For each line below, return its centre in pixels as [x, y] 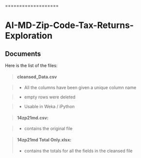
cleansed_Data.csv [37, 77]
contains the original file [48, 129]
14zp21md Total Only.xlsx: [44, 140]
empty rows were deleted [50, 97]
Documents [23, 54]
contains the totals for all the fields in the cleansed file [78, 151]
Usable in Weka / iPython [49, 107]
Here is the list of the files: [31, 66]
